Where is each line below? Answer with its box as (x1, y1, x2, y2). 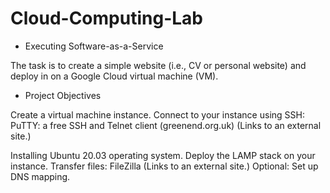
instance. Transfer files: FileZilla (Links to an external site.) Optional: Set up (10, 160, 319, 172)
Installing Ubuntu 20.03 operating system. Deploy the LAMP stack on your (10, 149, 316, 161)
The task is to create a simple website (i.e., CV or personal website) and (10, 59, 307, 71)
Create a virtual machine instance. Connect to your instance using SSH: (10, 108, 305, 121)
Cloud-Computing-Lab (10, 7, 203, 30)
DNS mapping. (10, 170, 71, 182)
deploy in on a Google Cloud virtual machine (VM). (10, 70, 219, 82)
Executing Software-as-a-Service (24, 40, 164, 52)
